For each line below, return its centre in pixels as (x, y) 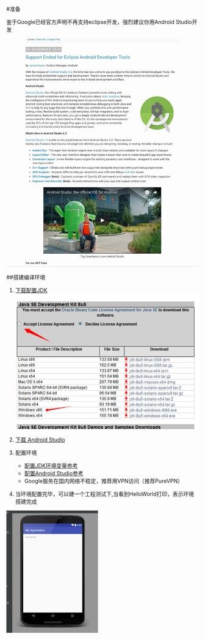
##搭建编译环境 (26, 277)
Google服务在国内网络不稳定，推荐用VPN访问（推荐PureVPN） (103, 481)
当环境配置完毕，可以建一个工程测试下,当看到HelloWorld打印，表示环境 (104, 494)
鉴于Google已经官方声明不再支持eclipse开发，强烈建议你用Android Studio (99, 22)
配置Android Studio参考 (54, 473)
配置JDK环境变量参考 (51, 466)
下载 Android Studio (40, 440)
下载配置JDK (31, 290)
